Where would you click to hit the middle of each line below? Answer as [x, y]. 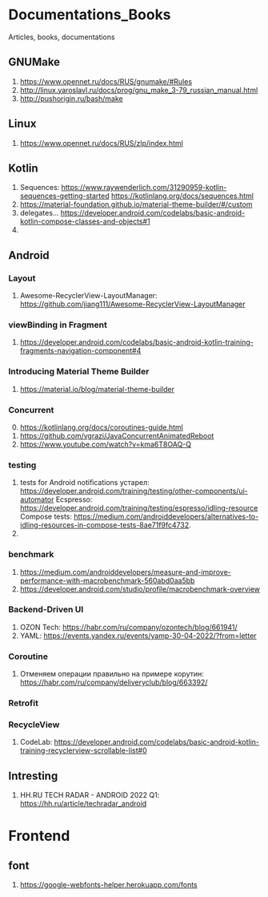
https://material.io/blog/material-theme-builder [97, 389]
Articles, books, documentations [62, 37]
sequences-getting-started [64, 196]
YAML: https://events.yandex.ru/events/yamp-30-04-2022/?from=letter [138, 636]
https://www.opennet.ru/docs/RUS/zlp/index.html [102, 143]
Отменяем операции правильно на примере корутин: [112, 674]
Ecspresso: [74, 499]
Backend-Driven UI [46, 609]
